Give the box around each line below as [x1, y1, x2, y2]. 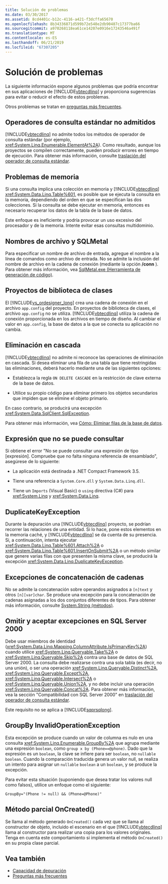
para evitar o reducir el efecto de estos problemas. [5, 94, 110, 100]
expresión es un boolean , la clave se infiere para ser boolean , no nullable [5, 750, 156, 757]
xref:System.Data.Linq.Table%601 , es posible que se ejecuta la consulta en [5, 192, 160, 198]
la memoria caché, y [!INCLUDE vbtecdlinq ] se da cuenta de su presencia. [5, 532, 157, 538]
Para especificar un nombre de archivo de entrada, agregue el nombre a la [5, 250, 159, 256]
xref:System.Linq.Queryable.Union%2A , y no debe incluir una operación [5, 681, 154, 687]
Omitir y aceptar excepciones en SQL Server [5, 617, 147, 626]
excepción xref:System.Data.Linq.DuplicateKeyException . [5, 559, 124, 565]
